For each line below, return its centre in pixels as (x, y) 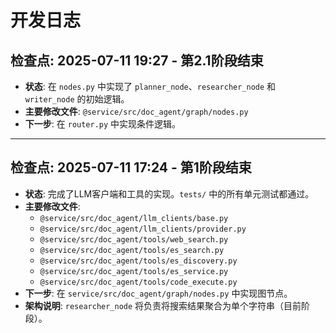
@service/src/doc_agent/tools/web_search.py (134, 239)
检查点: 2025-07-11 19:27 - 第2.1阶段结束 (137, 60)
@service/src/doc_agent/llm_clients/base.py (134, 218)
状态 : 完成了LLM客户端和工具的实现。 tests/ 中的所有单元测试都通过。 (169, 193)
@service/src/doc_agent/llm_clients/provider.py (143, 229)
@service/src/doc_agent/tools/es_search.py (132, 250)
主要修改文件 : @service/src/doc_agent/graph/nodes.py (136, 111)
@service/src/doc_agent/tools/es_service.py (134, 271)
